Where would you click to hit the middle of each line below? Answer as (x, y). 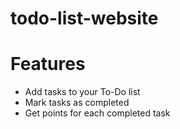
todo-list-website (84, 18)
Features (48, 64)
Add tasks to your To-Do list (82, 92)
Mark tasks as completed (77, 103)
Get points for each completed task (97, 113)
